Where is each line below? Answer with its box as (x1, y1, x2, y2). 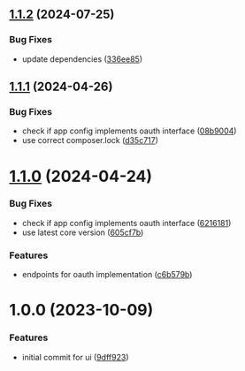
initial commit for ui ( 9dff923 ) (21, 352, 129, 362)
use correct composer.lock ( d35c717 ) (21, 135, 159, 146)
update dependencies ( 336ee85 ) (21, 53, 143, 64)
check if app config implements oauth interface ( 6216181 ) (21, 217, 232, 228)
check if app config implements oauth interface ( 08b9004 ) (21, 125, 237, 136)
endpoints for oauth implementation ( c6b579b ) (21, 269, 193, 280)
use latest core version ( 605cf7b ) (21, 227, 144, 238)
